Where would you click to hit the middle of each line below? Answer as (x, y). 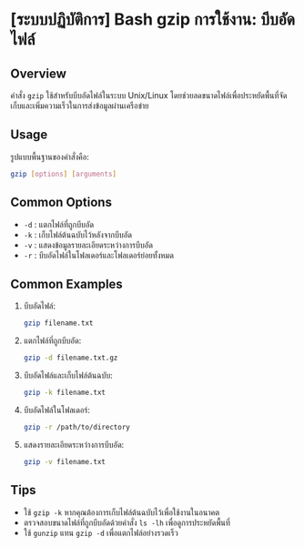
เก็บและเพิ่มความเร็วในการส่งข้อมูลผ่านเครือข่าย (80, 106)
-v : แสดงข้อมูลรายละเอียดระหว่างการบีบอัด (88, 245)
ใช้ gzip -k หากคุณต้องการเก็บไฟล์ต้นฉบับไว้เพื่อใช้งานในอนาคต (121, 512)
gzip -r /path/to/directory (76, 427)
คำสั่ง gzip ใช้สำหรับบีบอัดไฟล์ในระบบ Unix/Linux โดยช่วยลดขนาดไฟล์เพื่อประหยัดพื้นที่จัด (149, 95)
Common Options (61, 203)
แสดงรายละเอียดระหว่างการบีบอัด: (74, 444)
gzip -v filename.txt (65, 461)
